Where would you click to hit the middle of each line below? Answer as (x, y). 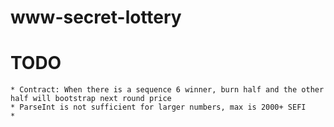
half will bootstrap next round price (91, 99)
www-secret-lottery (96, 17)
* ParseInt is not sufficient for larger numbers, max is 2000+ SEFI (158, 107)
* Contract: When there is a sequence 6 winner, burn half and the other (167, 90)
